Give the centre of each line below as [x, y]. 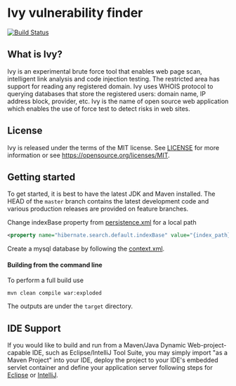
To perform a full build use [46, 280]
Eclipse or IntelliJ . [33, 375]
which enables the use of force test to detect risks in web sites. [99, 108]
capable [19, 353]
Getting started [41, 177]
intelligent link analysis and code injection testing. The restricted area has [113, 79]
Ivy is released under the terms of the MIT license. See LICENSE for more [113, 147]
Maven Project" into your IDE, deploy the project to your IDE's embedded [113, 360]
